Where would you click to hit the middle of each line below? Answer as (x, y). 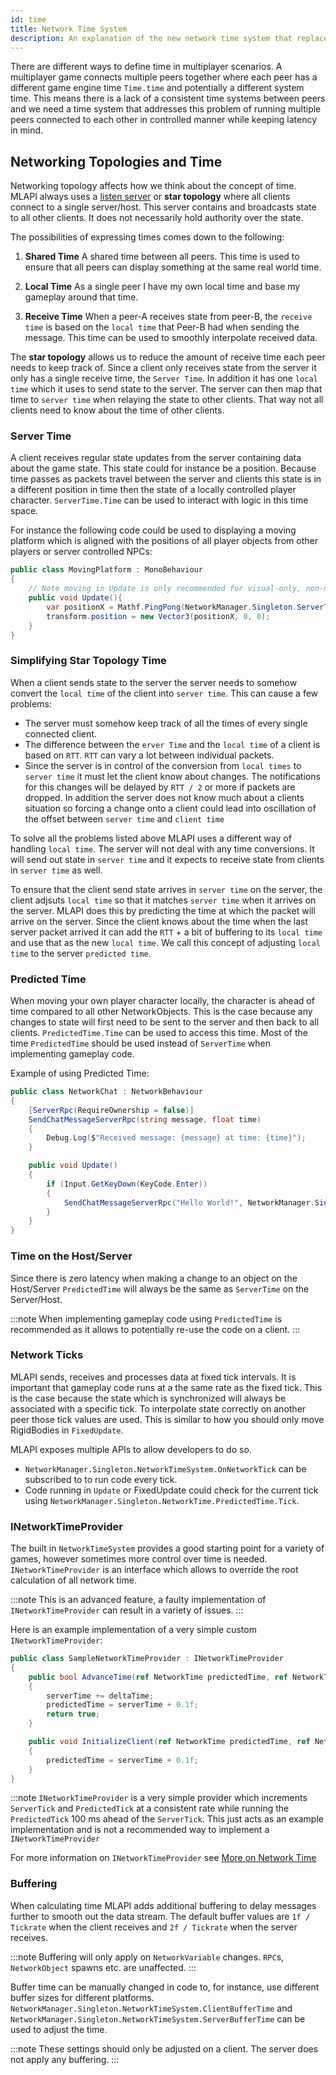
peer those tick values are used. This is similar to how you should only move (167, 1419)
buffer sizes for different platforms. (82, 1997)
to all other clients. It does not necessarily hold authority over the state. (157, 218)
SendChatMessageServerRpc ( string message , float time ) (145, 1119)
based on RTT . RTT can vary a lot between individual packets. (149, 755)
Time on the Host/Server (71, 1256)
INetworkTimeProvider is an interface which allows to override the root (154, 1570)
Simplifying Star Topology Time (88, 661)
